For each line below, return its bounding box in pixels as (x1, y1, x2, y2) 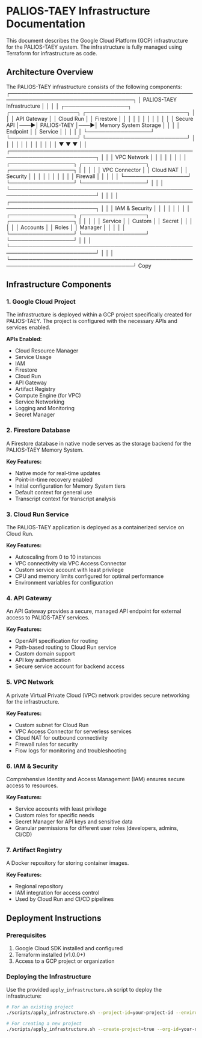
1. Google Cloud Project (6, 298, 76, 306)
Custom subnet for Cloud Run (14, 721, 89, 728)
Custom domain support (14, 650, 75, 657)
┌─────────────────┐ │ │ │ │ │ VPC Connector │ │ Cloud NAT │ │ (6, 166, 188, 173)
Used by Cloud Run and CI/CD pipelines (14, 895, 114, 903)
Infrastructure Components (6, 280, 112, 290)
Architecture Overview (6, 67, 94, 78)
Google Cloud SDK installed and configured (14, 944, 123, 951)
